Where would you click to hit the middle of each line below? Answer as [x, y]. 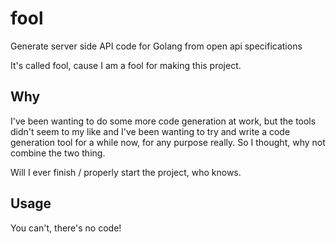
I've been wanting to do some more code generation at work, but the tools [163, 121]
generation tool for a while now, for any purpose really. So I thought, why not [168, 142]
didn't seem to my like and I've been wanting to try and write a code [150, 131]
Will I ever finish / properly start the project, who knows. [126, 172]
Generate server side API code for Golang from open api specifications [156, 46]
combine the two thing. [58, 153]
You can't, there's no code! [66, 228]
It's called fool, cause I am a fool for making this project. [126, 65]
